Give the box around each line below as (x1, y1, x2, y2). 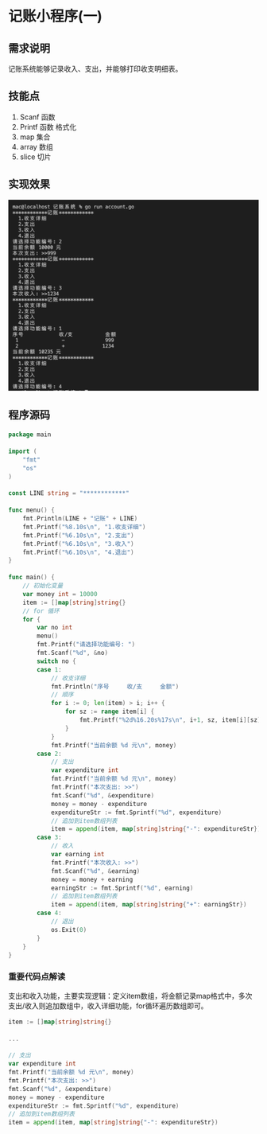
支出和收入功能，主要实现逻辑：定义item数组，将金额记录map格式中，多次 (8, 991, 253, 1000)
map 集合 (19, 132, 51, 142)
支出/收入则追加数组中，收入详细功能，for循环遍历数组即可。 (8, 1000, 208, 1011)
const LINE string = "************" (8, 489, 130, 497)
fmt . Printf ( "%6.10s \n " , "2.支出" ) (22, 531, 134, 540)
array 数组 (19, 142, 53, 151)
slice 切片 (19, 152, 52, 162)
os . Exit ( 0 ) (50, 926, 87, 933)
